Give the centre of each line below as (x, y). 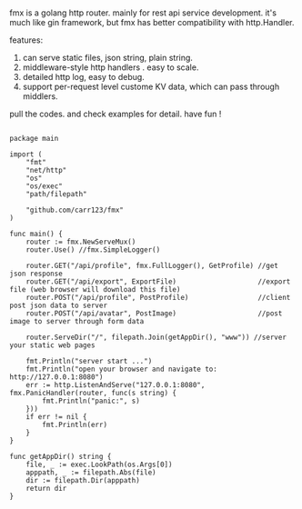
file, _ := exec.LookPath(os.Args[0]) (99, 465)
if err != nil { (57, 417)
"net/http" (46, 171)
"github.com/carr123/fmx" (75, 210)
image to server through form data (77, 322)
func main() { (36, 235)
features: (26, 40)
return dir (46, 489)
